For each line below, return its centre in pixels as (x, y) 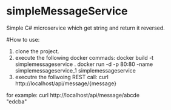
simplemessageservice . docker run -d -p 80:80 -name (84, 64)
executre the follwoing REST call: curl (62, 77)
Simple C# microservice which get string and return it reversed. (85, 28)
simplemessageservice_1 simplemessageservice (75, 70)
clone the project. (37, 51)
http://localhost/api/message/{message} (66, 83)
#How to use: (23, 39)
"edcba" (17, 102)
